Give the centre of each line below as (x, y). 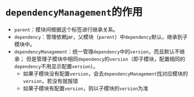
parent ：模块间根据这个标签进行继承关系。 (66, 29)
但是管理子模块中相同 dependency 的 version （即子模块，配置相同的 (106, 59)
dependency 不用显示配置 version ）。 (56, 66)
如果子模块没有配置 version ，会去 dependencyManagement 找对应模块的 (105, 73)
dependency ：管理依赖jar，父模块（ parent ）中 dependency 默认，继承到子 (101, 36)
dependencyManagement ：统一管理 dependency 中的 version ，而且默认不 (97, 51)
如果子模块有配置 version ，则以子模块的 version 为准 (85, 88)
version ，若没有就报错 (50, 81)
